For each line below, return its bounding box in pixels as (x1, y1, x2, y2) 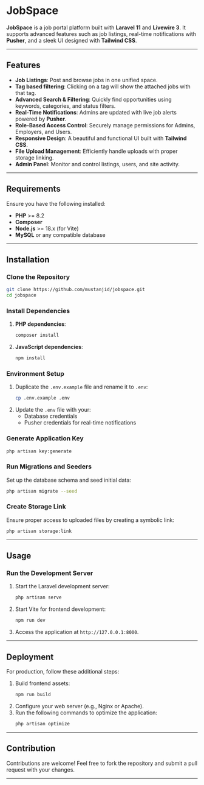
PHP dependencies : (15, 320, 66, 328)
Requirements (6, 184, 61, 194)
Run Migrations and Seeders (6, 462, 92, 471)
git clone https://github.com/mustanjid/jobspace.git (6, 287, 146, 293)
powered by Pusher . (15, 115, 67, 122)
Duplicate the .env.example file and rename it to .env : (15, 383, 148, 390)
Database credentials (24, 412, 78, 420)
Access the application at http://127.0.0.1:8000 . (15, 628, 139, 636)
